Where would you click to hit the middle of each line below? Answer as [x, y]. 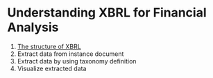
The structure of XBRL [49, 46]
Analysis [33, 27]
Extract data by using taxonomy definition [77, 61]
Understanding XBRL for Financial [107, 13]
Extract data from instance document [70, 54]
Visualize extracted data [52, 68]
